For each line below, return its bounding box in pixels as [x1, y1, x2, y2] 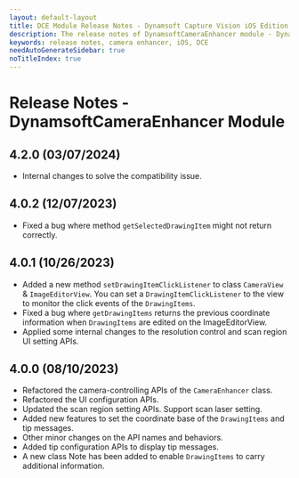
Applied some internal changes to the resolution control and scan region [21, 326, 287, 336]
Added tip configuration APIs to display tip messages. [21, 442, 220, 452]
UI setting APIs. [21, 336, 79, 346]
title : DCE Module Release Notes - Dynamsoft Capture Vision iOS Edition [9, 21, 289, 30]
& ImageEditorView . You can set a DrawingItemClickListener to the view [21, 288, 285, 299]
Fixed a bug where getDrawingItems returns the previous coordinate [21, 307, 271, 318]
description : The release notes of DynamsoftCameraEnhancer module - [9, 29, 273, 38]
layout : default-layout [9, 12, 98, 22]
